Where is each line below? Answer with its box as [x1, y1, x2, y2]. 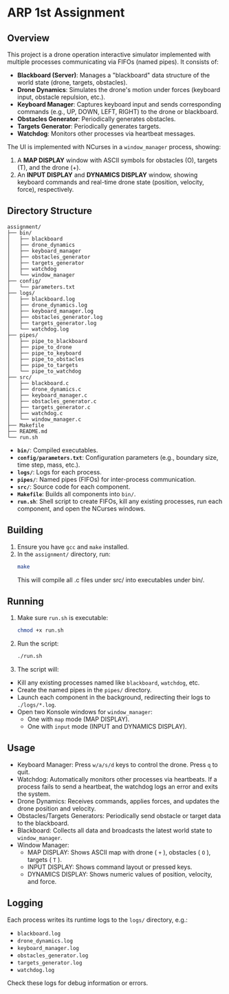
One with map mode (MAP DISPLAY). [27, 715, 130, 723]
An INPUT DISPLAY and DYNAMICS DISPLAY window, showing [17, 170, 198, 179]
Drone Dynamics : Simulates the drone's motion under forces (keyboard [17, 86, 221, 93]
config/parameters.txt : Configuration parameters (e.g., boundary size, [17, 453, 219, 461]
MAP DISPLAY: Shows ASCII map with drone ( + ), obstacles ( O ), [27, 848, 211, 857]
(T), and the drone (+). [17, 164, 81, 171]
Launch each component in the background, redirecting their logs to [17, 693, 211, 702]
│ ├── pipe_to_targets [7, 362, 78, 368]
